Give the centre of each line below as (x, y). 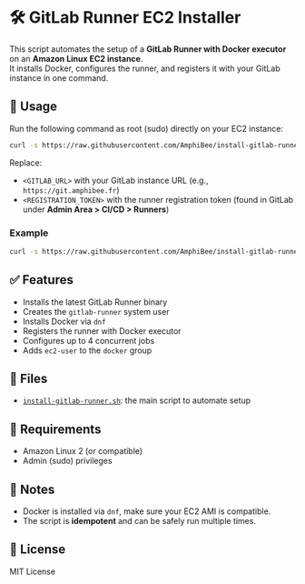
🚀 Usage (33, 107)
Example (29, 233)
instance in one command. (59, 77)
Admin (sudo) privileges (67, 461)
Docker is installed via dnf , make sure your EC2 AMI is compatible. (147, 511)
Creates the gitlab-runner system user (96, 311)
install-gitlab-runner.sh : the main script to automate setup (137, 400)
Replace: (26, 162)
